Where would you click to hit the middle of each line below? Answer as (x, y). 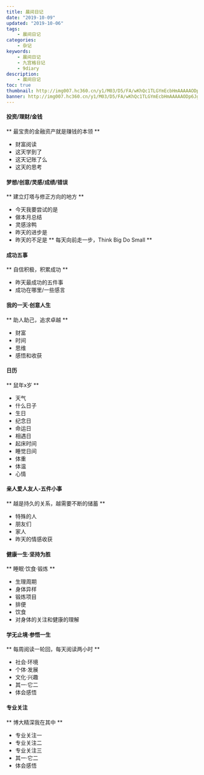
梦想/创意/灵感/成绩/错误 (37, 182)
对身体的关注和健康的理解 (47, 620)
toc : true (19, 86)
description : (23, 74)
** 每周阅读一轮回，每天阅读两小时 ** (53, 649)
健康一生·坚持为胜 (29, 554)
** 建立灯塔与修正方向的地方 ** (45, 197)
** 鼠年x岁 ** (23, 385)
